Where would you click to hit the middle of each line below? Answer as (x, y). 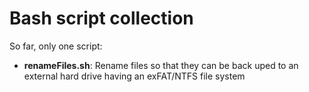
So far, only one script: (56, 46)
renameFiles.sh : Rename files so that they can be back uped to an (161, 65)
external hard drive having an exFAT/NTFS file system (134, 76)
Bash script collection (101, 18)
